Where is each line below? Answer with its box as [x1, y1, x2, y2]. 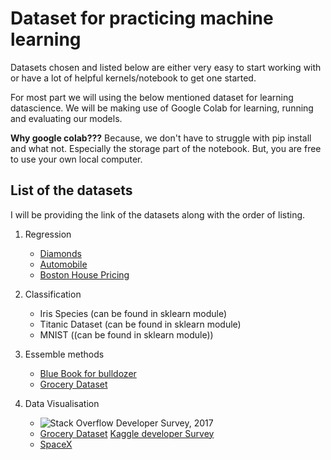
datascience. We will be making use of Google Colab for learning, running [10, 102, 314, 114]
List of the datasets [10, 182, 133, 199]
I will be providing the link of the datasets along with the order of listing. [10, 208, 306, 221]
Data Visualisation [24, 397, 100, 409]
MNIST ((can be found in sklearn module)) [39, 328, 214, 341]
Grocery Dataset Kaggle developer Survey [39, 427, 215, 439]
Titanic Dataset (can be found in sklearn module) [39, 318, 242, 330]
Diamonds [39, 247, 82, 259]
